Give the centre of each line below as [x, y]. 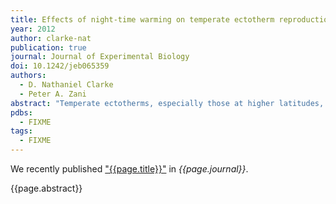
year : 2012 [33, 29]
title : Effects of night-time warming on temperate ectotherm [142, 19]
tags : [21, 131]
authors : [28, 76]
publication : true [48, 47]
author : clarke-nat [51, 38]
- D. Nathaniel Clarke [66, 85]
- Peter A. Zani [53, 94]
